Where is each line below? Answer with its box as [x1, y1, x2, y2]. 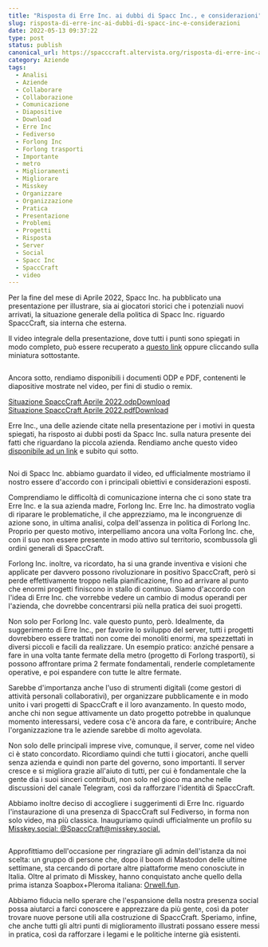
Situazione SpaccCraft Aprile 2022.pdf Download [8, 406, 169, 415]
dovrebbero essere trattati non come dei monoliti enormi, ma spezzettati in [8, 634, 254, 643]
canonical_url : [8, 49, 59, 57]
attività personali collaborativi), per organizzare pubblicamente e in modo [8, 691, 249, 701]
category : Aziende [8, 57, 69, 65]
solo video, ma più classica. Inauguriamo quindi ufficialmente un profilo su [8, 815, 253, 825]
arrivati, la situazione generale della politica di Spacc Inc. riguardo [8, 310, 226, 320]
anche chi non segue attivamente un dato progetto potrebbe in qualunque [8, 709, 251, 718]
